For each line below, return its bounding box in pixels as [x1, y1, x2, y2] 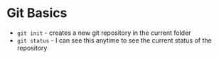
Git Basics [6, 5, 68, 21]
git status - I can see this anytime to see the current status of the [16, 36, 212, 44]
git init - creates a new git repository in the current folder [16, 28, 191, 37]
